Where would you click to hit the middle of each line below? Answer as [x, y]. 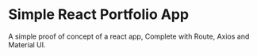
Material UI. [27, 44]
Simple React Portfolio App [98, 15]
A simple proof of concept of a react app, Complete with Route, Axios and [129, 36]
